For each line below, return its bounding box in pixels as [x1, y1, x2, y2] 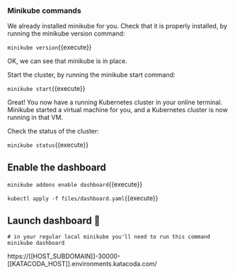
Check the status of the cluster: [7, 127, 99, 136]
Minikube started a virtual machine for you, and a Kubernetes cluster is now [7, 106, 228, 114]
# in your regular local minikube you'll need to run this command [7, 233, 211, 240]
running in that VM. [7, 113, 64, 122]
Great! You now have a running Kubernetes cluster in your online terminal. [7, 98, 223, 106]
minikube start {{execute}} [7, 84, 86, 93]
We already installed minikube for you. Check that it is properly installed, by [7, 22, 228, 31]
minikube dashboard [7, 239, 65, 246]
